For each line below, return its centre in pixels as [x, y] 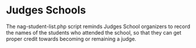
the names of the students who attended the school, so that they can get [94, 32]
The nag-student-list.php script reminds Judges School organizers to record [98, 26]
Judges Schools [46, 10]
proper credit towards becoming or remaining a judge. [71, 39]
